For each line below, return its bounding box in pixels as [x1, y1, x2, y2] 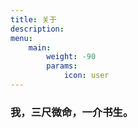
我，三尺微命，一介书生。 [10, 105, 134, 119]
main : [28, 42, 52, 53]
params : [46, 61, 78, 71]
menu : [10, 33, 33, 43]
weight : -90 [46, 52, 97, 62]
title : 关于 [10, 14, 57, 25]
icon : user [63, 71, 110, 81]
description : [10, 24, 65, 34]
